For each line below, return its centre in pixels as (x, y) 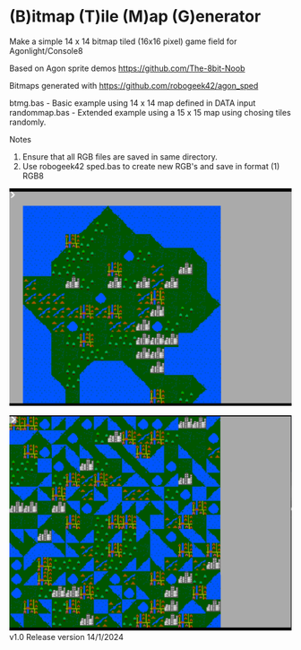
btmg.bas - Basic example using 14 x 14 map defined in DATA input (133, 103)
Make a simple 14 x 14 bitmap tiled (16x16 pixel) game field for (123, 41)
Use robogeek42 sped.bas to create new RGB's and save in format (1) (151, 166)
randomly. (28, 122)
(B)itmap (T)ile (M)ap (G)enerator (135, 17)
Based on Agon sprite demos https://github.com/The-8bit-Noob (127, 68)
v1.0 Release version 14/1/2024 (66, 637)
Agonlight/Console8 (46, 50)
